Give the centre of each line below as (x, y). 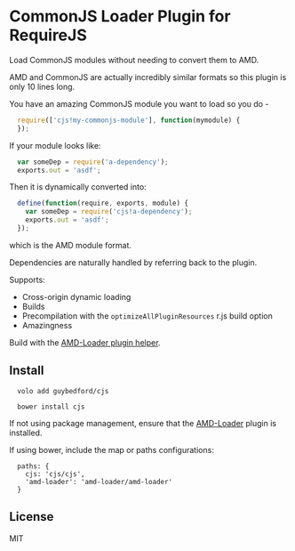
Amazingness (47, 325)
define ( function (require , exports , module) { (103, 203)
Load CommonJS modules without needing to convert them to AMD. (134, 60)
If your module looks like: (55, 145)
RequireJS (48, 35)
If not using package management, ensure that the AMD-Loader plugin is (143, 423)
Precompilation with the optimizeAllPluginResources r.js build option (147, 316)
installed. (26, 433)
